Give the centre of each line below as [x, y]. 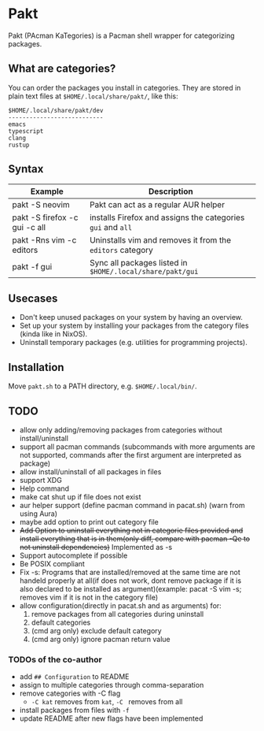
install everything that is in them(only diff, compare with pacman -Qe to [134, 539]
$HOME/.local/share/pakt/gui [144, 271]
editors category [121, 250]
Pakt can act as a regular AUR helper [157, 204]
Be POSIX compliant [52, 564]
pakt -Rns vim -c [44, 239]
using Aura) [38, 514]
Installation [36, 367]
